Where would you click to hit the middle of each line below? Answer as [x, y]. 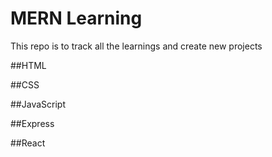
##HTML [28, 65]
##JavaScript [38, 104]
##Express [32, 123]
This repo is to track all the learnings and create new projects [136, 46]
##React [28, 143]
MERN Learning [76, 18]
